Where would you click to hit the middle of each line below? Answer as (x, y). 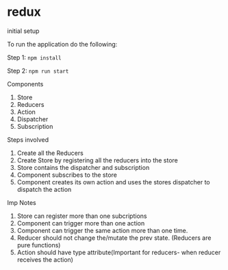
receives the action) (45, 259)
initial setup (23, 31)
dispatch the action (44, 189)
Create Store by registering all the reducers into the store (97, 160)
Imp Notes (22, 202)
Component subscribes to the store (67, 175)
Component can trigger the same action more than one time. (102, 230)
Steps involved (28, 139)
